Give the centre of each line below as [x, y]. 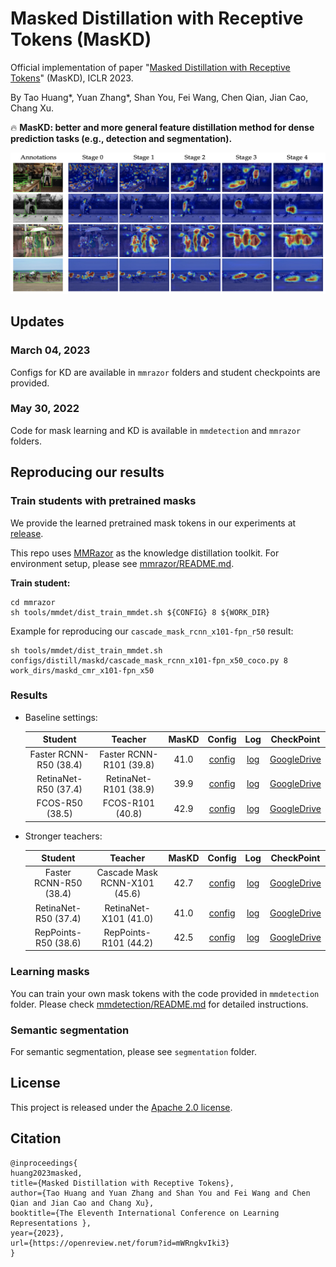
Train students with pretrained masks [103, 501]
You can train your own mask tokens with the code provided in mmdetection [165, 993]
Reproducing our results [87, 472]
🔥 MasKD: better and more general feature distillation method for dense [162, 127]
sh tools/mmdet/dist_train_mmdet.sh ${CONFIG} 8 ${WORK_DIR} [140, 612]
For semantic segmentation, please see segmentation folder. [133, 1051]
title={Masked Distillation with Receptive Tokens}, [122, 1183]
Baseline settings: [61, 717]
